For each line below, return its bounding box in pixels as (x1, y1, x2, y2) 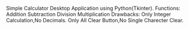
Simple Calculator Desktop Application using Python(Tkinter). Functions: (6, 5, 180, 11)
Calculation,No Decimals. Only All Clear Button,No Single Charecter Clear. (6, 17, 184, 23)
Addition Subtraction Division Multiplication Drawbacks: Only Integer (6, 11, 171, 18)
